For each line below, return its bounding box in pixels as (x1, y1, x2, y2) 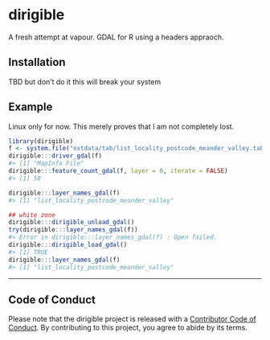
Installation (8, 55, 66, 69)
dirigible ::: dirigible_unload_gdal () (8, 219, 135, 227)
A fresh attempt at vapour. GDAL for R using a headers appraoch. (8, 32, 224, 42)
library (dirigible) (8, 137, 74, 145)
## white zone (8, 211, 56, 219)
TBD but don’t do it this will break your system (8, 76, 162, 86)
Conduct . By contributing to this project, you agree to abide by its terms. (8, 323, 247, 333)
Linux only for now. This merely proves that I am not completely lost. (8, 121, 235, 131)
